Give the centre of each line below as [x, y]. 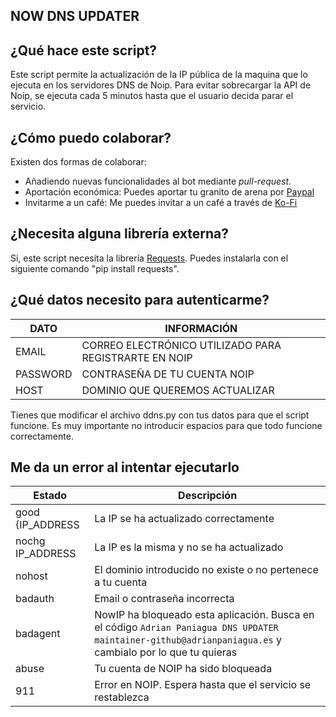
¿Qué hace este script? [84, 50]
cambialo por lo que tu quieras [166, 652]
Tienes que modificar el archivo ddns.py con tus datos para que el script [160, 415]
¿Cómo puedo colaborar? [91, 137]
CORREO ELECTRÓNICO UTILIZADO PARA [181, 345]
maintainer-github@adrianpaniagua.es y [188, 640]
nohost [31, 576]
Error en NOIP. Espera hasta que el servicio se [203, 685]
